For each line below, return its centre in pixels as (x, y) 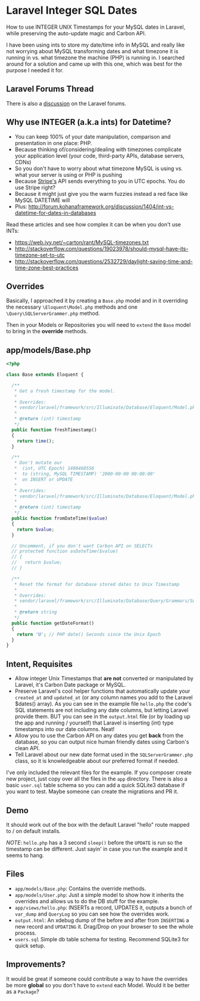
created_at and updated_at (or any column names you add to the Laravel (104, 698)
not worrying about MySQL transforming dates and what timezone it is (92, 51)
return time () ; (36, 441)
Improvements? (36, 964)
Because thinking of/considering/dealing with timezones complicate (98, 149)
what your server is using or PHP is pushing (68, 174)
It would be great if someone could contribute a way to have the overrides (97, 979)
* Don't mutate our (38, 463)
